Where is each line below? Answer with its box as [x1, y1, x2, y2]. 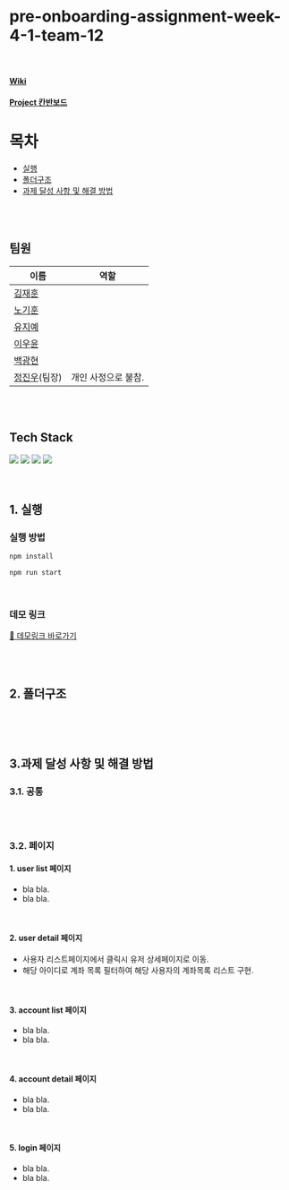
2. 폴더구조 [9, 686, 67, 701]
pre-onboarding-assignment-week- [9, 6, 282, 27]
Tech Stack [9, 430, 73, 445]
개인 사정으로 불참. [71, 371, 145, 383]
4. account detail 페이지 [9, 1074, 97, 1084]
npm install [9, 552, 54, 561]
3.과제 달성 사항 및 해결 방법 [9, 756, 154, 771]
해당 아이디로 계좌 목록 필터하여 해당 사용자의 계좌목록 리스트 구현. [21, 965, 254, 976]
